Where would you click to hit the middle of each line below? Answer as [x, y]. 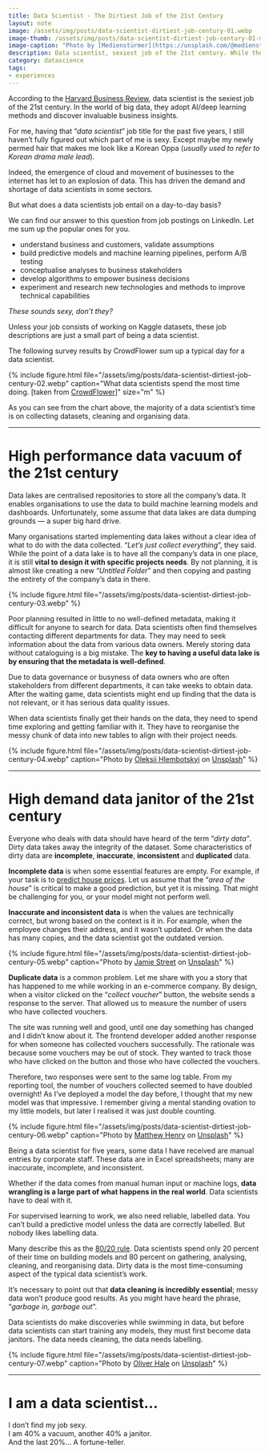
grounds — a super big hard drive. [65, 521]
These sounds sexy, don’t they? [61, 311]
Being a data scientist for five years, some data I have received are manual [131, 1150]
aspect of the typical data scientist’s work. [78, 1274]
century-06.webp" [39, 1135]
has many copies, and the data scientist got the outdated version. [116, 938]
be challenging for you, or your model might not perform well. [110, 897]
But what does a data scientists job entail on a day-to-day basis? [115, 205]
